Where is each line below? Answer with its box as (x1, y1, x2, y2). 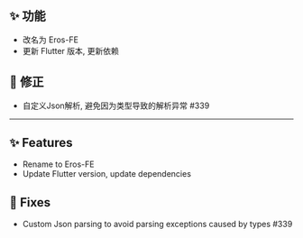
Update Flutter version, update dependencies (22, 169, 192, 179)
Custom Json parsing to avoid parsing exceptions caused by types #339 (22, 219, 293, 230)
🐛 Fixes (9, 195, 51, 210)
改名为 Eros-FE (22, 34, 79, 45)
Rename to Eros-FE (22, 159, 95, 169)
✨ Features (9, 135, 73, 151)
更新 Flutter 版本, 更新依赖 (22, 45, 120, 56)
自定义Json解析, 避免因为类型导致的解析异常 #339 (22, 100, 210, 111)
